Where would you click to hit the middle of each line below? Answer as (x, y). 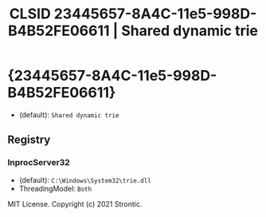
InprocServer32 (39, 163)
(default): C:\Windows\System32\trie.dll (85, 180)
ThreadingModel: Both (55, 188)
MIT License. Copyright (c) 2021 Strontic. (75, 203)
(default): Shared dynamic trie (69, 114)
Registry (29, 140)
